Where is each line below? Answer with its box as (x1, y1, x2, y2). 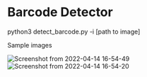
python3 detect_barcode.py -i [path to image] (7, 27, 141, 36)
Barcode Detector (7, 4, 113, 20)
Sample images (7, 41, 52, 49)
